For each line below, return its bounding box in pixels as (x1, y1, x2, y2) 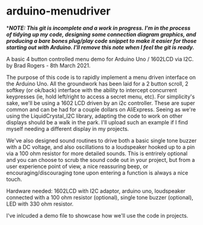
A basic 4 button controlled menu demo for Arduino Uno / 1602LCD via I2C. (6, 55, 194, 62)
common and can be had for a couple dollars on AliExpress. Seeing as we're (6, 106, 196, 113)
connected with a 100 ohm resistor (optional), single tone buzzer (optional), (6, 193, 193, 201)
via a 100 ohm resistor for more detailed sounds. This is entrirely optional (6, 150, 188, 157)
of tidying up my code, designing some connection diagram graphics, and (6, 30, 196, 38)
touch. (6, 175, 22, 183)
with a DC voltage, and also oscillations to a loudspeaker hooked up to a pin (6, 143, 195, 150)
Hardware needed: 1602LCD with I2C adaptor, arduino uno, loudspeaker (6, 187, 186, 195)
